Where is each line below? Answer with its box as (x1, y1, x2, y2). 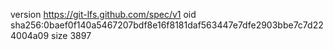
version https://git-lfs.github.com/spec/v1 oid (10, 9, 197, 20)
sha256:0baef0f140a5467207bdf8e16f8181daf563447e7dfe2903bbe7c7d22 (10, 19, 324, 31)
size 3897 (51, 30, 92, 41)
